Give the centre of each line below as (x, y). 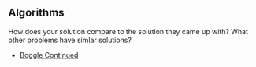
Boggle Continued (49, 55)
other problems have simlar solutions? (70, 40)
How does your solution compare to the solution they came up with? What (128, 31)
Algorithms (36, 13)
